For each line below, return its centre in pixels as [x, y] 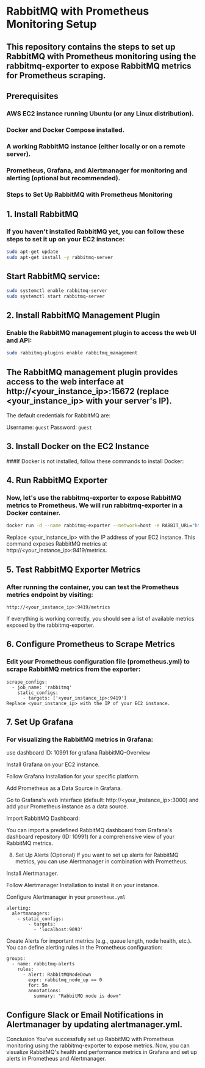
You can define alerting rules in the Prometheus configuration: [85, 948]
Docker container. [34, 513]
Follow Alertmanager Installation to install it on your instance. [83, 885]
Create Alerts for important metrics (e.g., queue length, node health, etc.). [99, 941]
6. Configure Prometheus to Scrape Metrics [91, 644]
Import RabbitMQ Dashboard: [43, 818]
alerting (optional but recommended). [63, 178]
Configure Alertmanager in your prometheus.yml [66, 897]
